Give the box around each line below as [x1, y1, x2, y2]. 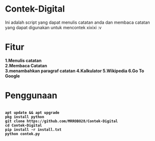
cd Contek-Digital [5, 123, 42, 128]
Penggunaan [5, 90, 58, 101]
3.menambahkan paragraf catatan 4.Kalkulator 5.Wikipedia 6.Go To [5, 68, 144, 74]
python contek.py [5, 131, 40, 136]
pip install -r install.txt [5, 127, 62, 132]
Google [5, 73, 20, 78]
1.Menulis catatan [5, 57, 42, 63]
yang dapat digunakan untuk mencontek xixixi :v [5, 24, 102, 30]
